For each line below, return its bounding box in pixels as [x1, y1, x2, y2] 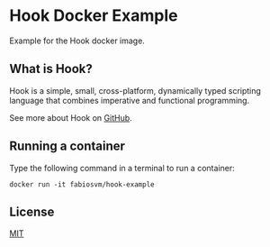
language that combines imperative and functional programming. [9, 95, 250, 105]
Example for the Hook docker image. [9, 35, 146, 46]
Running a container [9, 139, 126, 154]
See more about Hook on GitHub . [9, 112, 132, 123]
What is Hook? [9, 61, 93, 77]
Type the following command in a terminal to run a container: [9, 162, 236, 173]
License [9, 204, 55, 219]
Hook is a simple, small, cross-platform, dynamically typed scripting [9, 85, 261, 96]
